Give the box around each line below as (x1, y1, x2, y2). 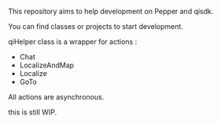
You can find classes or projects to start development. (8, 22, 183, 31)
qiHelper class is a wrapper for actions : (8, 37, 138, 46)
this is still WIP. (8, 107, 57, 117)
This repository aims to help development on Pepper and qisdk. (8, 7, 214, 16)
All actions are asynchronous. (8, 92, 105, 101)
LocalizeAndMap (19, 60, 75, 70)
